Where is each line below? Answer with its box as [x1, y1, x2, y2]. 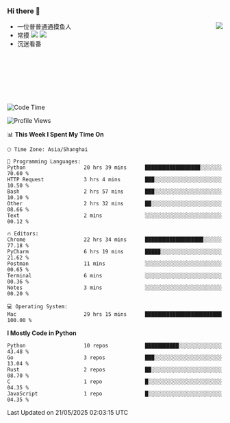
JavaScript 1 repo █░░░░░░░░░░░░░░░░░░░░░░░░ [7, 391, 222, 398]
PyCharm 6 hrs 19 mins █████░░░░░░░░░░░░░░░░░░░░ [7, 249, 222, 255]
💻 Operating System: [7, 304, 68, 310]
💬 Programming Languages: [7, 158, 81, 165]
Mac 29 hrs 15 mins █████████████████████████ [7, 311, 222, 318]
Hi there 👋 [7, 6, 41, 16]
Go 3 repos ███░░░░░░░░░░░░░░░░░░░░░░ [7, 354, 222, 361]
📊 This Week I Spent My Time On [7, 130, 104, 139]
